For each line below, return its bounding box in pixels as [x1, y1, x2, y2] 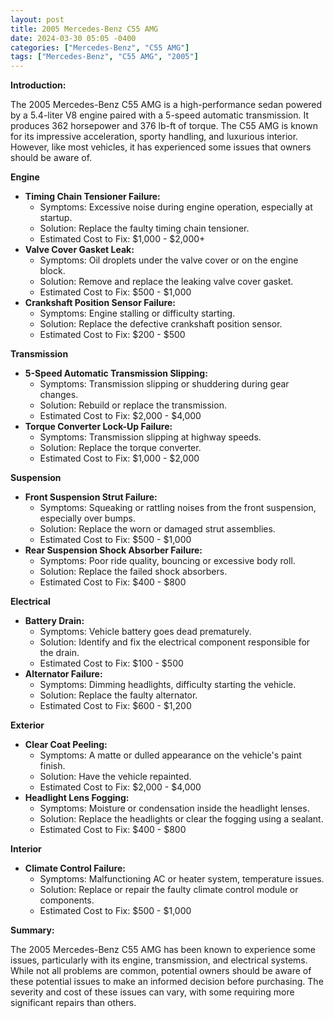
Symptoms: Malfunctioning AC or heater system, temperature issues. [39, 873, 325, 885]
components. [39, 894, 95, 906]
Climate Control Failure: [24, 862, 126, 875]
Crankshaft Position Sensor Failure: [24, 297, 176, 309]
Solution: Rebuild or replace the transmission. [39, 399, 227, 411]
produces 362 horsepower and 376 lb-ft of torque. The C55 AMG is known [10, 120, 318, 132]
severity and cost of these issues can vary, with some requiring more [10, 986, 295, 998]
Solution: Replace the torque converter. [39, 442, 202, 454]
